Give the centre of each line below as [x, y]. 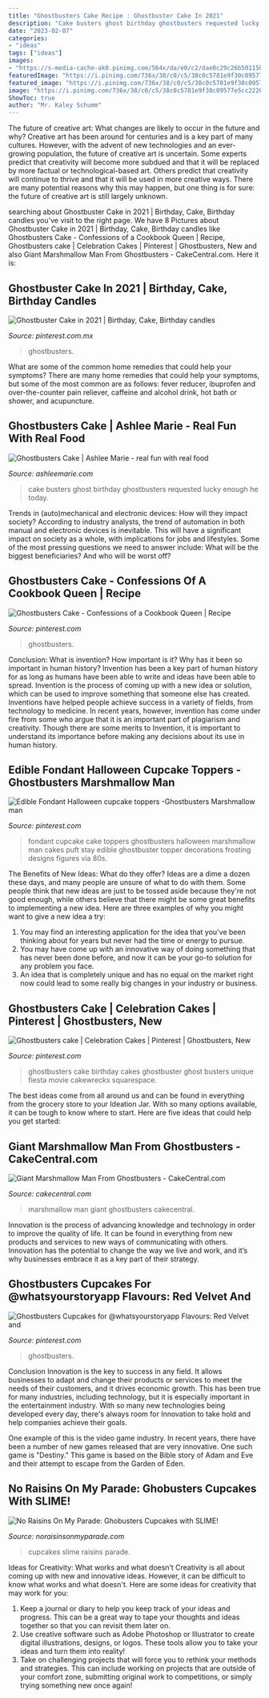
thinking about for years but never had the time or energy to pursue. [132, 940]
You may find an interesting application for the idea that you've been [132, 932]
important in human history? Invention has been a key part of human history [133, 668]
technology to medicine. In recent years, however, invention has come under [134, 710]
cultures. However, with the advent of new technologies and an [112, 145]
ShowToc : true [32, 98]
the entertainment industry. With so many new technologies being [117, 1405]
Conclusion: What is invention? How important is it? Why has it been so [125, 660]
